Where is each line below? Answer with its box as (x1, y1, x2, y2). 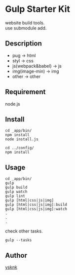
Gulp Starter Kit (5, 3, 71, 15)
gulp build (5, 185, 28, 190)
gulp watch (5, 189, 28, 195)
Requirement (5, 88, 46, 96)
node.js (5, 101, 21, 107)
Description (5, 39, 42, 48)
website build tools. (5, 20, 45, 26)
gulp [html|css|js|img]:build (5, 202, 68, 207)
